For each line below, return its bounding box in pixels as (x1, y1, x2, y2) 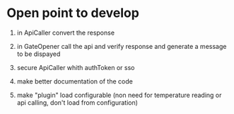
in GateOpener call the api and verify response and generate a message (16, 42, 227, 50)
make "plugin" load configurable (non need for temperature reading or (16, 91, 222, 99)
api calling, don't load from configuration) (16, 98, 139, 107)
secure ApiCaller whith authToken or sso (16, 63, 135, 72)
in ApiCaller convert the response (16, 28, 115, 37)
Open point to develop (6, 5, 139, 21)
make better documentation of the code (16, 76, 134, 86)
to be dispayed (16, 50, 61, 58)
